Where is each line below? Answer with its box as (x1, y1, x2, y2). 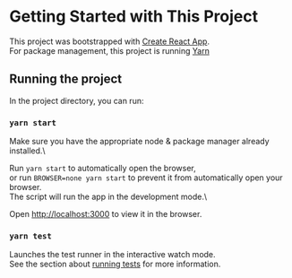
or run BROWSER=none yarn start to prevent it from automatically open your (9, 172, 284, 183)
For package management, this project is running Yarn (9, 45, 210, 56)
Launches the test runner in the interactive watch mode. (9, 249, 217, 260)
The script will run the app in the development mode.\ (9, 191, 208, 203)
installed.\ (9, 145, 47, 156)
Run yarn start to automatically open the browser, (9, 163, 197, 174)
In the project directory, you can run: (9, 95, 144, 106)
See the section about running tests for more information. (9, 258, 221, 270)
